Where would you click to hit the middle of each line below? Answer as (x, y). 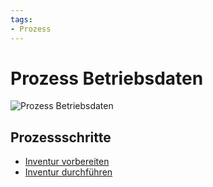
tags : (21, 19)
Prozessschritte (61, 137)
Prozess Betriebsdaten (107, 78)
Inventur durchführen (68, 172)
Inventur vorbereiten (67, 162)
